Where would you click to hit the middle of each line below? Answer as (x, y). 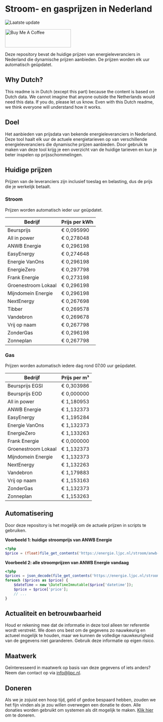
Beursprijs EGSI (25, 386)
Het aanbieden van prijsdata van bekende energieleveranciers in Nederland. (81, 134)
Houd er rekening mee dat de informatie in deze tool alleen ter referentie (77, 625)
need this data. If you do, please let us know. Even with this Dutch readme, (80, 102)
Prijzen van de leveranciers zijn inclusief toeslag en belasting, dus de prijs (79, 182)
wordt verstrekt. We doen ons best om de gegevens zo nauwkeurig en (75, 630)
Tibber (15, 309)
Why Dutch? (24, 80)
